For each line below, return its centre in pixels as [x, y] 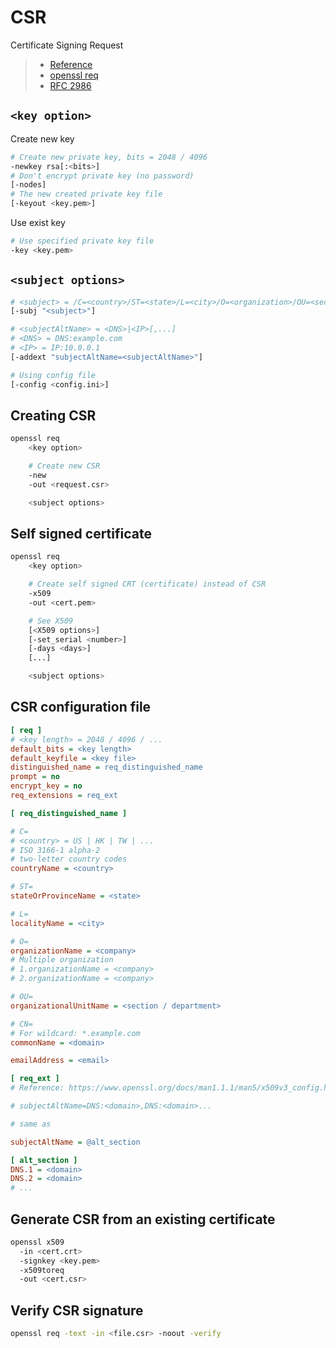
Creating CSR [53, 415]
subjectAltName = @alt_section [75, 1142]
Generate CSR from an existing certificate [143, 1219]
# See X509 [51, 621]
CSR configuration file [81, 707]
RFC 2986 [70, 85]
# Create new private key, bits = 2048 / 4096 [109, 157]
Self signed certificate [81, 534]
